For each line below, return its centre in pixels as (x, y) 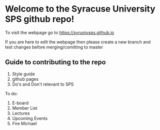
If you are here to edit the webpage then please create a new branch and (78, 42)
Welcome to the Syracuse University (80, 9)
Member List (25, 108)
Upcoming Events (30, 118)
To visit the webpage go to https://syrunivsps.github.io (60, 32)
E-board (20, 103)
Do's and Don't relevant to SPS (43, 84)
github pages (25, 79)
